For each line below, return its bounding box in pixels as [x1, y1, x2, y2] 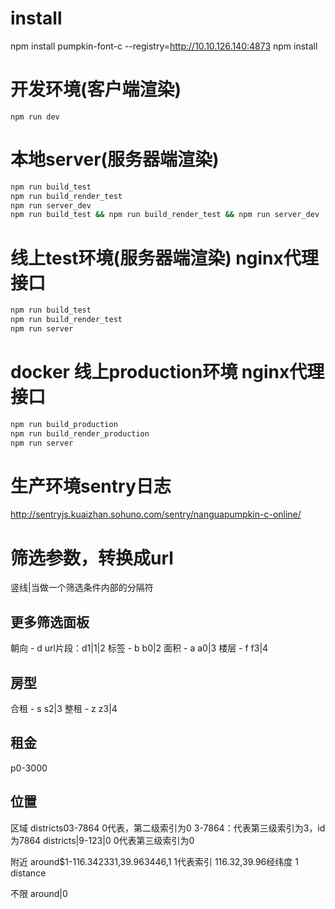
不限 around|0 [10, 887, 68, 899]
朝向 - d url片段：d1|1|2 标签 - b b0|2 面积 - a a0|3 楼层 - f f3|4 [10, 642, 269, 654]
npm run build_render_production [10, 428, 150, 439]
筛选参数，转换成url [10, 547, 174, 569]
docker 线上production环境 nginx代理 [10, 361, 325, 384]
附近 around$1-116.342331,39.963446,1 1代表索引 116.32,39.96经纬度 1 [10, 855, 299, 867]
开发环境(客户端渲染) [10, 78, 182, 101]
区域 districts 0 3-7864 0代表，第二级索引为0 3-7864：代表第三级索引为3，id [10, 822, 326, 834]
